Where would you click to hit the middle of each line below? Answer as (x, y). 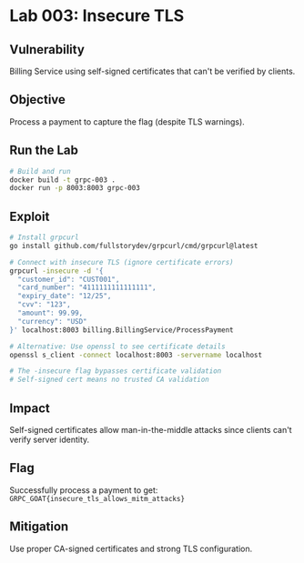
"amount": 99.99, (51, 313)
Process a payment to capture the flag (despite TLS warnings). (127, 121)
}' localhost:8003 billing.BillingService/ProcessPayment (122, 330)
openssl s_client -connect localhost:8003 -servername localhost (136, 355)
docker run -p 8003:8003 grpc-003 (75, 188)
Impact (30, 408)
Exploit (30, 216)
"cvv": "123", (44, 305)
